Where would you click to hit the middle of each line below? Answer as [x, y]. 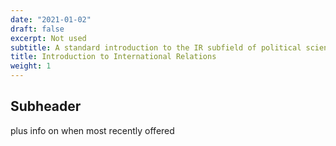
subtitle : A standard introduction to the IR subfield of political [156, 47]
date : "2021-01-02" [51, 19]
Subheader [46, 106]
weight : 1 [31, 66]
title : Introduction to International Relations [113, 57]
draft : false [37, 29]
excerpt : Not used [48, 38]
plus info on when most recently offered [92, 130]
